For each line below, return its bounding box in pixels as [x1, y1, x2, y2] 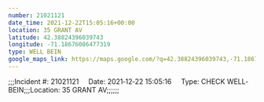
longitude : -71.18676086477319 [8, 41, 111, 49]
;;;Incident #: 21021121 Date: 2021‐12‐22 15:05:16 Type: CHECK [8, 76, 225, 86]
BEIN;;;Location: [8, 85, 60, 94]
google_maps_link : [8, 56, 68, 64]
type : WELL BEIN [8, 48, 61, 56]
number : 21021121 [8, 11, 65, 20]
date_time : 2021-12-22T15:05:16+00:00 [8, 19, 135, 27]
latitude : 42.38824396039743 [8, 33, 104, 42]
